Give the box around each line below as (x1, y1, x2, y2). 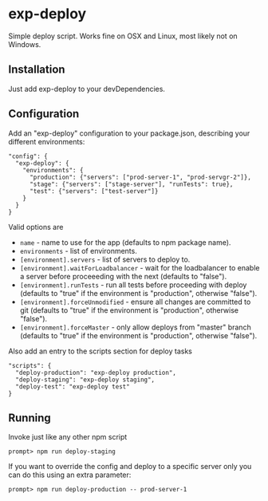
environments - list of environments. (19, 246, 137, 255)
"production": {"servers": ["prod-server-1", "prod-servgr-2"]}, (29, 173, 251, 181)
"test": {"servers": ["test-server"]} (29, 187, 159, 195)
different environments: (8, 136, 85, 146)
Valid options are (8, 222, 64, 231)
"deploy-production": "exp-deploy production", (15, 369, 177, 377)
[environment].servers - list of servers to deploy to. (19, 254, 191, 264)
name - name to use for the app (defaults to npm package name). (19, 237, 231, 247)
